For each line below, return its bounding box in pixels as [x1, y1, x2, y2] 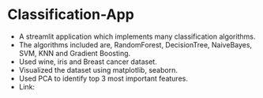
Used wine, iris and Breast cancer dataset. [18, 57, 157, 66]
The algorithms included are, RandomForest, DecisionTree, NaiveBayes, [18, 40, 253, 49]
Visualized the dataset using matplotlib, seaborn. [18, 65, 178, 74]
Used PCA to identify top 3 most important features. [18, 73, 189, 83]
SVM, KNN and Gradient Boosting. [18, 48, 131, 58]
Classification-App [7, 6, 135, 24]
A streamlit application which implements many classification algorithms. [18, 32, 256, 41]
